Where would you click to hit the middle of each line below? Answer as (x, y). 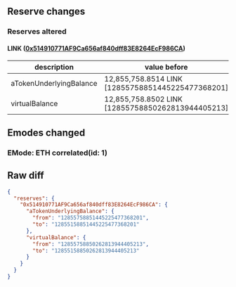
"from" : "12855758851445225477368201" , (91, 218)
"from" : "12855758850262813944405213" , (91, 244)
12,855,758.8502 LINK (143, 99)
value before (166, 67)
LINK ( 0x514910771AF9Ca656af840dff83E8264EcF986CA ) (97, 48)
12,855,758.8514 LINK (143, 79)
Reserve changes (46, 12)
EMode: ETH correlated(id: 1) (57, 153)
